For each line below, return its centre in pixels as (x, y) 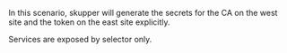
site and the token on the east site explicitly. (90, 22)
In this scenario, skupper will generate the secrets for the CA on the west (143, 13)
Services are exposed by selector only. (80, 39)
